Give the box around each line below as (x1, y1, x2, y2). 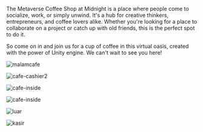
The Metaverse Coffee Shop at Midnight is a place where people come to (6, 5, 189, 12)
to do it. (6, 31, 25, 38)
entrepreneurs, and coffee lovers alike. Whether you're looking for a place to (6, 18, 198, 25)
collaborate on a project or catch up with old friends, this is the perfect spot (6, 24, 195, 31)
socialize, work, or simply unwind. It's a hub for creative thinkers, (6, 12, 168, 19)
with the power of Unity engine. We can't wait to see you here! (6, 49, 162, 56)
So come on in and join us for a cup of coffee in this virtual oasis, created (6, 42, 189, 50)
